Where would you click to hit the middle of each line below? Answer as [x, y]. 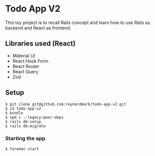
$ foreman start [22, 149]
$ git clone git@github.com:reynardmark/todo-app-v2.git [66, 104]
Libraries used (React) [40, 44]
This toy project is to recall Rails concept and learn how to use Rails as [78, 22]
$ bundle [14, 113]
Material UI [24, 55]
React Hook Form [30, 61]
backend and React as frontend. [38, 27]
